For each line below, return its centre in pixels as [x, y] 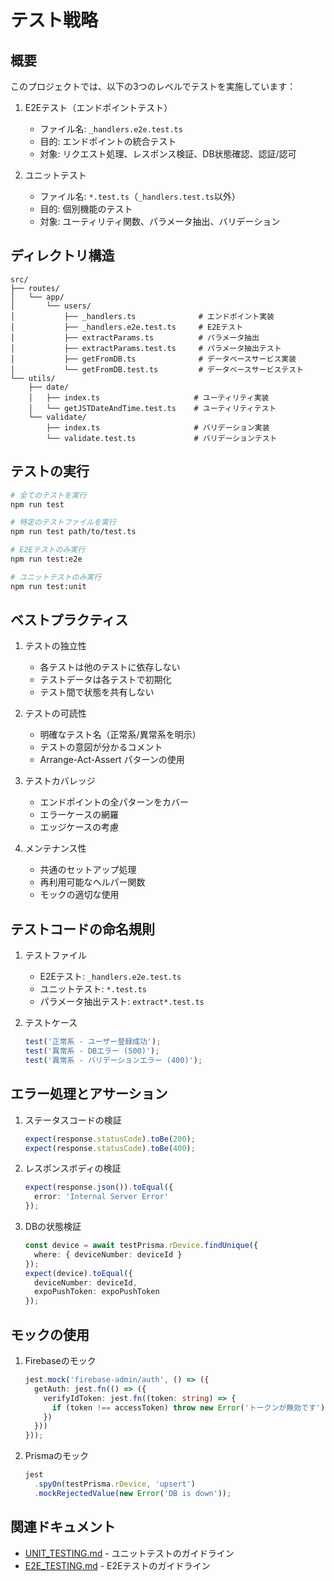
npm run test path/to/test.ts [73, 532]
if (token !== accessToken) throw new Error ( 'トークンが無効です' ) [188, 1407]
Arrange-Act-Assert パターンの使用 [112, 760]
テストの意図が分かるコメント [101, 747]
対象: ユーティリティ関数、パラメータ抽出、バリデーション [160, 221]
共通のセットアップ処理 [88, 870]
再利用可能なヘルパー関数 [92, 882]
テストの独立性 [55, 646]
